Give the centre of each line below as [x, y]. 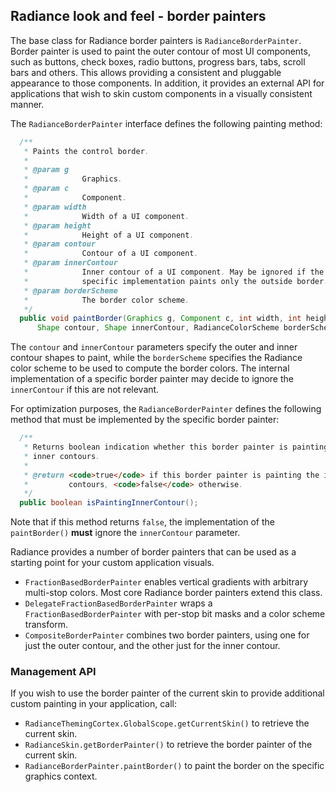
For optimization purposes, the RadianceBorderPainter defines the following [166, 409]
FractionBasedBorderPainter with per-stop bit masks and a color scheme [175, 614]
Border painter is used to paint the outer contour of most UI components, [160, 51]
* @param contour [60, 244]
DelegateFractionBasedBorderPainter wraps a [118, 603]
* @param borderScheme [70, 290]
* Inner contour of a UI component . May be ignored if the [174, 272]
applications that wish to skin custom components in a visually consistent [161, 93]
